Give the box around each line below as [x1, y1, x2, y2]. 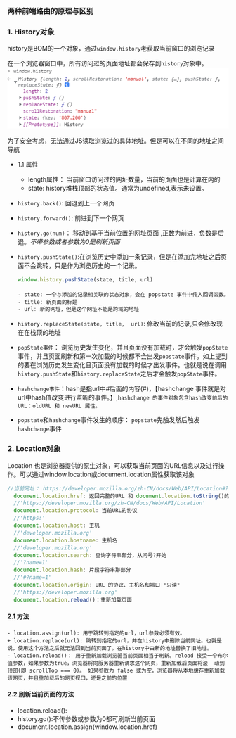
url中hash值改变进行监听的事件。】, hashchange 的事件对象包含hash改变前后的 [17, 393, 228, 402]
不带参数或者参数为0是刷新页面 [29, 237, 121, 246]
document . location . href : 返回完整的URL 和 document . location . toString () [13, 492, 225, 500]
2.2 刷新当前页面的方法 [7, 690, 74, 699]
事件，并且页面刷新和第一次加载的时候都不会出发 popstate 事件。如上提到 [17, 352, 228, 360]
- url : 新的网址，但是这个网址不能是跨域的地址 [17, 306, 139, 313]
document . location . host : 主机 [13, 522, 100, 529]
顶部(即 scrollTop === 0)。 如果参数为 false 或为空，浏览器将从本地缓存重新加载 [7, 667, 225, 674]
